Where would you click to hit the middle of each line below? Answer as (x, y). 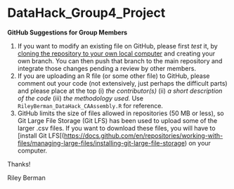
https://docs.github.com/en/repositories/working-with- (143, 136)
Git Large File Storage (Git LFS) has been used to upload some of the (117, 120)
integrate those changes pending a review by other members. (107, 68)
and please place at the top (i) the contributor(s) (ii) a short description (120, 91)
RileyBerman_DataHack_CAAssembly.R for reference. (90, 105)
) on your (197, 143)
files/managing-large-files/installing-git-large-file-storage (101, 143)
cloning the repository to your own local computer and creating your (116, 53)
